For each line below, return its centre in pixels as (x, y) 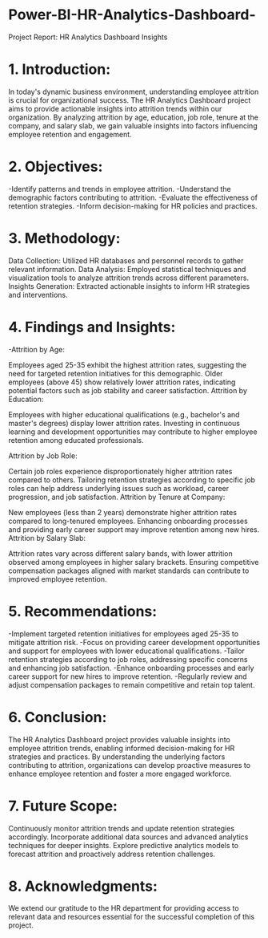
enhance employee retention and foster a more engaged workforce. (120, 774)
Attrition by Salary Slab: (47, 538)
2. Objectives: (56, 167)
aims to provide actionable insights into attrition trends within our (115, 108)
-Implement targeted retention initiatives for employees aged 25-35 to (123, 633)
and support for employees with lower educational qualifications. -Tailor (127, 651)
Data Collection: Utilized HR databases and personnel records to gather (126, 260)
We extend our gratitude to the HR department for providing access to (124, 908)
